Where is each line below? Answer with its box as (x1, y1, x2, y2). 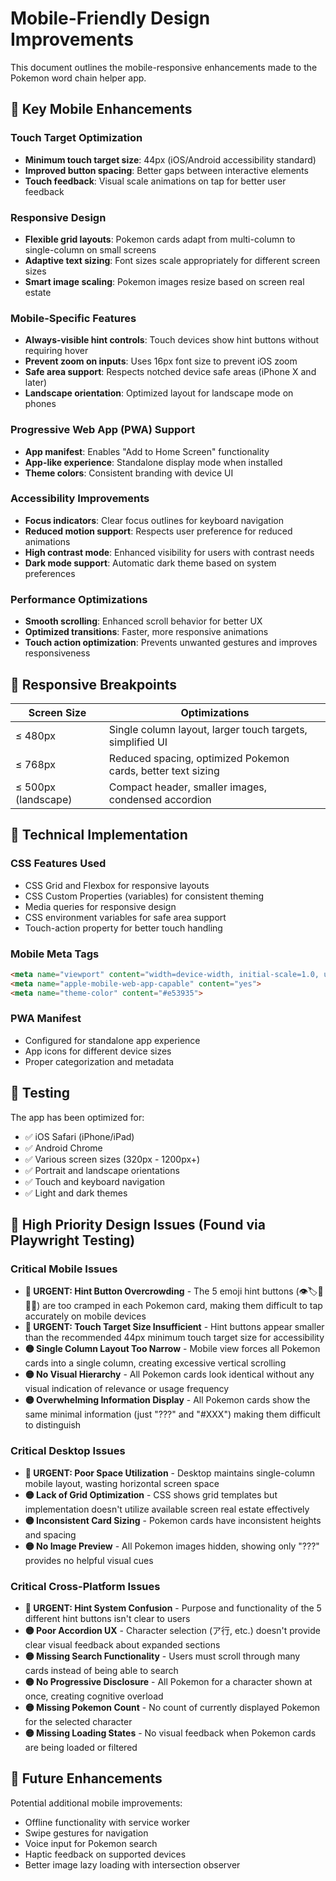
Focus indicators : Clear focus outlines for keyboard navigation (24, 514, 284, 526)
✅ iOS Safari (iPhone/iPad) (24, 1130, 135, 1142)
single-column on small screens (24, 243, 157, 256)
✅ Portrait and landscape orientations (24, 1164, 180, 1176)
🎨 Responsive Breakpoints (10, 676, 178, 693)
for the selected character (24, 1715, 133, 1727)
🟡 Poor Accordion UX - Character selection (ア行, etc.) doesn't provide (24, 1624, 321, 1636)
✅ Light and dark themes (24, 1187, 128, 1199)
